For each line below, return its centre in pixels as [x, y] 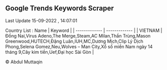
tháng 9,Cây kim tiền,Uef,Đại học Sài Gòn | [50, 52]
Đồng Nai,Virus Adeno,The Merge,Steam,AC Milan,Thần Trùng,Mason [78, 36]
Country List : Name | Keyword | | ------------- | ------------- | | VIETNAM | [84, 30]
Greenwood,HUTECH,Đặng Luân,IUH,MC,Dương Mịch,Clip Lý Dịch [74, 41]
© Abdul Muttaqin [24, 62]
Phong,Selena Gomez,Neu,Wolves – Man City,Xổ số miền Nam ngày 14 [79, 46]
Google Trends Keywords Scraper [59, 8]
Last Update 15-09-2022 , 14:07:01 [41, 20]
